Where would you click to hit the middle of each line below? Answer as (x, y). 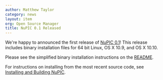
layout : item (19, 19)
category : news (21, 14)
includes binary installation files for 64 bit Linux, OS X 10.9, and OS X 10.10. (81, 48)
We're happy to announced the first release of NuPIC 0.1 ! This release (76, 42)
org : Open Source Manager (32, 24)
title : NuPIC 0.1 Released (33, 28)
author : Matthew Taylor (30, 10)
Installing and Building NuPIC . (36, 72)
